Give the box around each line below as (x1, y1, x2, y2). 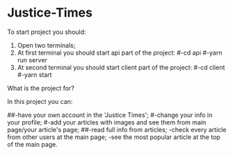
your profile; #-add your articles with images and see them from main (7, 118, 207, 126)
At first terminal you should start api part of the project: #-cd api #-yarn (17, 48, 223, 57)
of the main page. (7, 140, 58, 148)
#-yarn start (17, 71, 52, 79)
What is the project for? (7, 84, 74, 92)
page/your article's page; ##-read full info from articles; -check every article (7, 125, 227, 134)
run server (17, 55, 47, 64)
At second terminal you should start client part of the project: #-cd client (17, 63, 225, 71)
